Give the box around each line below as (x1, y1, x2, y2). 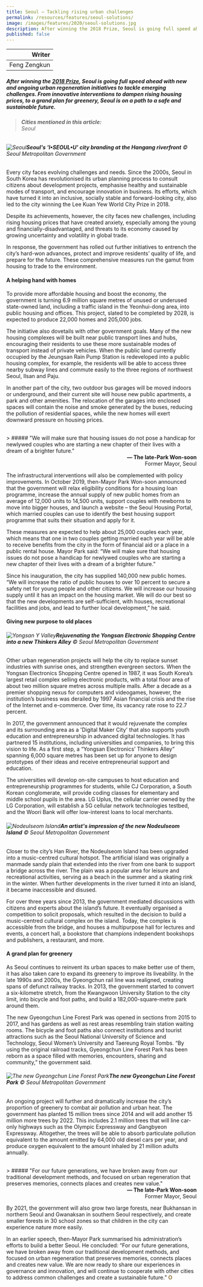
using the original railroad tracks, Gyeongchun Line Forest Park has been (6, 1045, 188, 1053)
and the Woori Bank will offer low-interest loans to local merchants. (6, 809, 173, 816)
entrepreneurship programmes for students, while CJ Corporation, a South (6, 783, 192, 790)
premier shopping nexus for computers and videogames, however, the (6, 689, 181, 696)
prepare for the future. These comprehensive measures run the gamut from (6, 256, 195, 263)
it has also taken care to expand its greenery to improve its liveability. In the (6, 970, 194, 977)
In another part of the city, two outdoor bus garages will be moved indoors (6, 384, 192, 391)
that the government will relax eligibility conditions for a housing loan (6, 484, 178, 492)
